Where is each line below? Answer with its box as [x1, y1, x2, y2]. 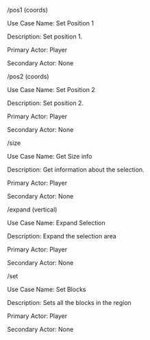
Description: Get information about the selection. [7, 166, 145, 174]
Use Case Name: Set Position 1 [7, 19, 95, 27]
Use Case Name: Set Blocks [7, 285, 86, 293]
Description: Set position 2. [7, 99, 84, 107]
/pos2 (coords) [7, 72, 49, 80]
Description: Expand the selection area [7, 232, 116, 240]
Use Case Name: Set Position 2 [7, 86, 96, 93]
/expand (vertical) [7, 205, 58, 214]
